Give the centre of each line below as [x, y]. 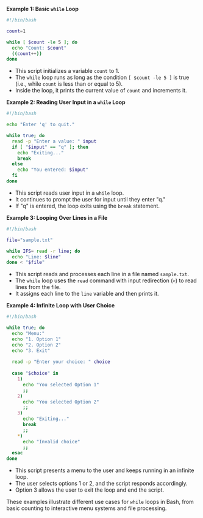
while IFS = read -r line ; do [43, 251]
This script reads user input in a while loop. [69, 193]
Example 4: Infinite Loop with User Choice [61, 306]
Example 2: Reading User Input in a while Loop [66, 102]
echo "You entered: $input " [53, 170]
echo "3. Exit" [31, 351]
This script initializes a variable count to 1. [67, 71]
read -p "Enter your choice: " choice [61, 362]
